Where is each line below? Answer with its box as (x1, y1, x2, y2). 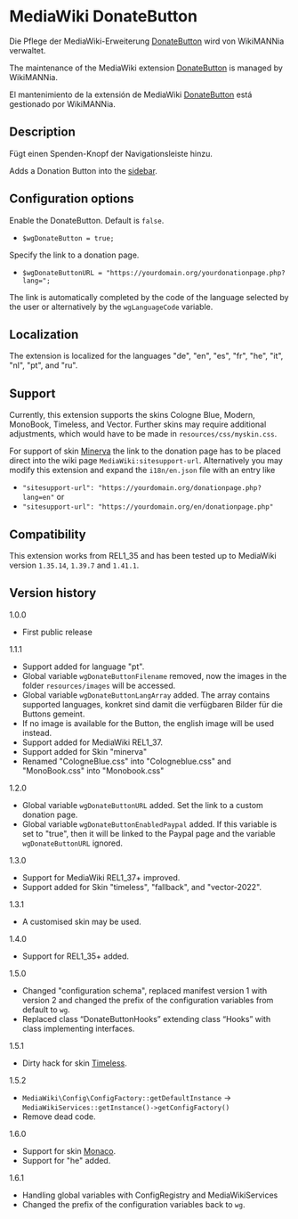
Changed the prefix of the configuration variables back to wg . (21, 1199, 246, 1209)
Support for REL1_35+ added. (21, 951, 130, 961)
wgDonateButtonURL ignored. (21, 838, 123, 848)
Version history (9, 585, 97, 601)
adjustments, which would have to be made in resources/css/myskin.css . (9, 429, 278, 439)
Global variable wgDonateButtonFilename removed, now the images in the (21, 670, 287, 681)
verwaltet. (9, 45, 46, 55)
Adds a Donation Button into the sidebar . (9, 165, 158, 176)
